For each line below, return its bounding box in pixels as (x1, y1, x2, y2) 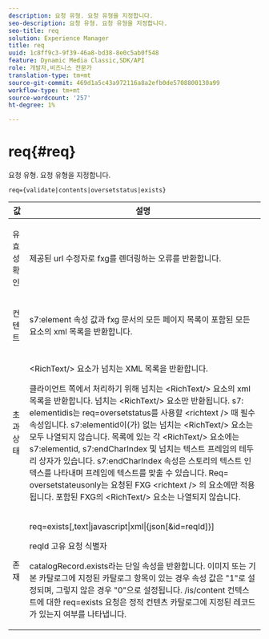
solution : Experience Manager (8, 34, 110, 42)
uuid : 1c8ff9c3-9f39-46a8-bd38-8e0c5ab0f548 (8, 49, 159, 57)
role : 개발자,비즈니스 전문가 (8, 64, 92, 72)
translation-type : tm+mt (8, 71, 91, 79)
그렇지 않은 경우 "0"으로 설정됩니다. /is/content (55, 584, 226, 596)
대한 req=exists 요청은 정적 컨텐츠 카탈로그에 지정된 (46, 597, 232, 608)
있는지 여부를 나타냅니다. (38, 609, 126, 620)
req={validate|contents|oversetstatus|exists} (8, 186, 167, 195)
